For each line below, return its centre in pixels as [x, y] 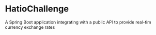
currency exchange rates [30, 27]
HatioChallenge [37, 9]
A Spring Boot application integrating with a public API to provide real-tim [78, 22]
